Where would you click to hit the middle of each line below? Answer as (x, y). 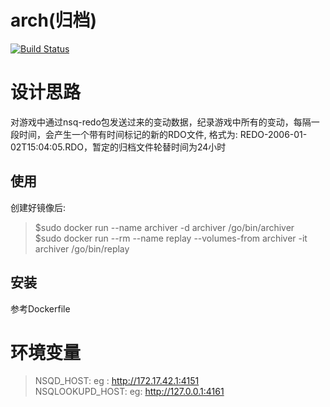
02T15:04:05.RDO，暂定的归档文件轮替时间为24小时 (118, 147)
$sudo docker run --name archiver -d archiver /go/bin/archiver (164, 227)
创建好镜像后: (38, 207)
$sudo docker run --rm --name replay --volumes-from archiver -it (171, 238)
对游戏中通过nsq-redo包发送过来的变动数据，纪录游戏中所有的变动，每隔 (161, 122)
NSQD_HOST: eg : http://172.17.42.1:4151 (117, 381)
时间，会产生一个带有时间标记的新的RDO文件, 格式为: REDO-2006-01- (163, 134)
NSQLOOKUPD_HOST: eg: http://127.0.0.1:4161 (129, 392)
